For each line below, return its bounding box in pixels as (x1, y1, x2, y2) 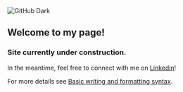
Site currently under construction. (7, 47, 127, 57)
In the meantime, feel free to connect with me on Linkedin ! (7, 63, 177, 72)
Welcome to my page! (7, 26, 106, 38)
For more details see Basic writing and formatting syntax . (7, 77, 173, 85)
